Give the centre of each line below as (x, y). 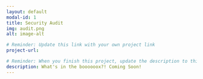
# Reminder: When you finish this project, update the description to (97, 61)
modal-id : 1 (21, 17)
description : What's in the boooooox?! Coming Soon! (74, 66)
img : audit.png (25, 28)
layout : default (27, 12)
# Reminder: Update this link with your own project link (81, 45)
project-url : (23, 51)
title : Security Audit (35, 23)
